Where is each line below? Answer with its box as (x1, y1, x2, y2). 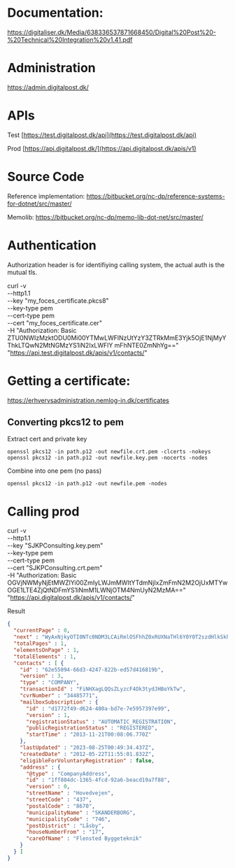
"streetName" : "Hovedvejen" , (25, 790, 114, 797)
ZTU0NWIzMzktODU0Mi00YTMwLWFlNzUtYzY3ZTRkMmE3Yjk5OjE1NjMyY (7, 334, 227, 342)
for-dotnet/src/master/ (7, 199, 72, 208)
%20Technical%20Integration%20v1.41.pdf (7, 35, 133, 43)
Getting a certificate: (7, 373, 131, 389)
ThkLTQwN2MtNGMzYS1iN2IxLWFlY (7, 341, 113, 349)
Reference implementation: (7, 192, 85, 200)
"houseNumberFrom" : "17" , (25, 829, 105, 836)
